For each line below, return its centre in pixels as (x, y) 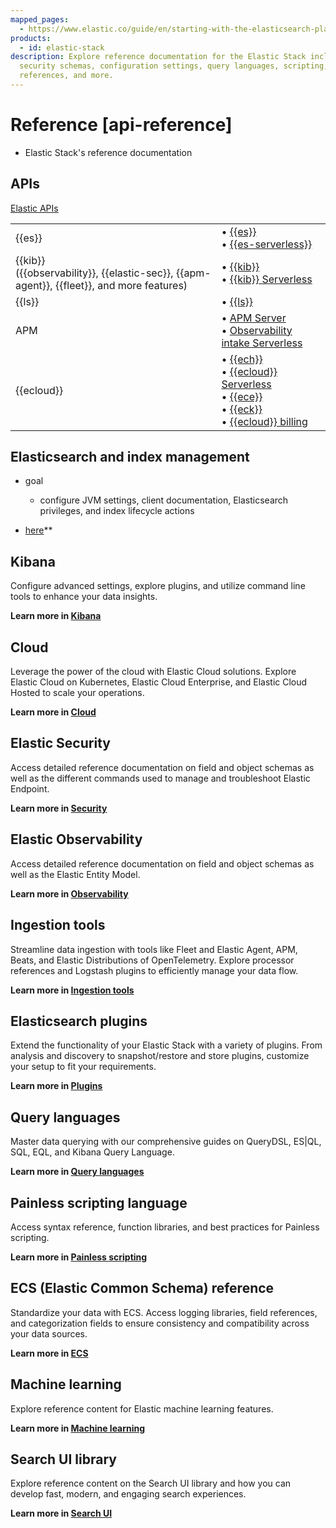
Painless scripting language (99, 1202)
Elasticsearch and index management (130, 457)
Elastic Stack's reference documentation (108, 152)
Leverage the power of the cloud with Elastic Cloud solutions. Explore (153, 672)
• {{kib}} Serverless (267, 279)
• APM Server (254, 318)
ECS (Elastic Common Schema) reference (142, 1288)
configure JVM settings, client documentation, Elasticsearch (164, 500)
